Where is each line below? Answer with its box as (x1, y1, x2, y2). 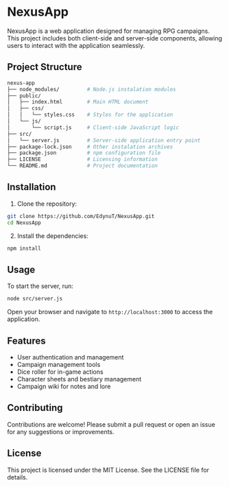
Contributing (7, 402, 63, 414)
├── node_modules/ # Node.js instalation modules (7, 86, 176, 93)
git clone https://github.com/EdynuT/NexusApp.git (7, 213, 155, 219)
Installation (7, 181, 56, 193)
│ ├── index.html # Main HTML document (7, 99, 149, 106)
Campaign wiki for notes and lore (16, 382, 111, 390)
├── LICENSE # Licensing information (7, 156, 158, 163)
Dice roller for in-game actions (16, 368, 104, 376)
